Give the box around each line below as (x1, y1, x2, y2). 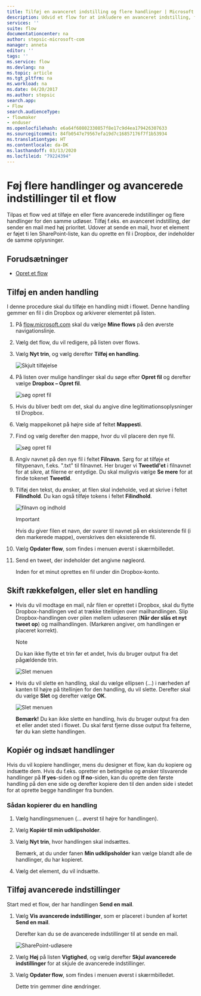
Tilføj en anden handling (7, 287, 99, 297)
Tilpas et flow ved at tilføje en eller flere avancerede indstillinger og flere (7, 211, 185, 219)
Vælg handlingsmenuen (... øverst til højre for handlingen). (15, 814, 159, 822)
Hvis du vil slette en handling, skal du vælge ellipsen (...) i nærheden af (15, 679, 190, 687)
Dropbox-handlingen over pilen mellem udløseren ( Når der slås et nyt (15, 614, 187, 621)
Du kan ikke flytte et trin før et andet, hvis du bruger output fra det (15, 650, 178, 657)
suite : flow (7, 25, 36, 32)
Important (15, 515, 40, 522)
